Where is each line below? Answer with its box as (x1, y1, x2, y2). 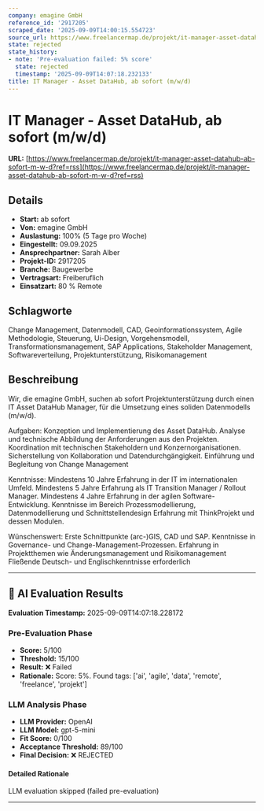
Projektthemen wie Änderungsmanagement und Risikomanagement (8, 548, 226, 557)
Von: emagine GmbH (19, 223, 88, 232)
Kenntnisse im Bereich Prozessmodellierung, (51, 499, 196, 509)
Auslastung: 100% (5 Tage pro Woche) (19, 231, 148, 241)
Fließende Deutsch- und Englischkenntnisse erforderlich (8, 557, 191, 566)
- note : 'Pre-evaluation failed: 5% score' (8, 56, 153, 64)
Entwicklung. (8, 499, 50, 509)
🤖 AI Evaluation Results (8, 587, 124, 601)
